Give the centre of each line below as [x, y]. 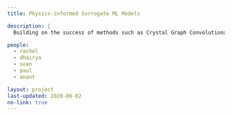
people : [18, 45]
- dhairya [27, 58]
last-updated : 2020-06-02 [44, 96]
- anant [25, 77]
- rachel [26, 51]
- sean [23, 64]
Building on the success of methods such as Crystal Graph [100, 32]
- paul [23, 70]
